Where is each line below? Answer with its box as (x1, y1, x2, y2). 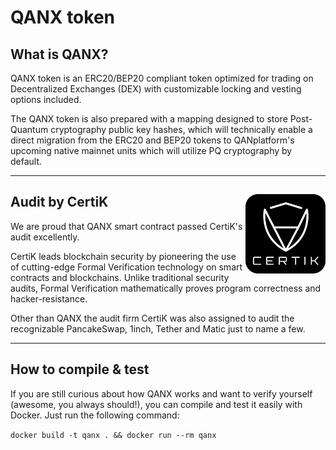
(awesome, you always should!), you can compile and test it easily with (10, 398, 303, 410)
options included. (10, 94, 82, 105)
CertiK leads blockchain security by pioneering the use (10, 250, 237, 262)
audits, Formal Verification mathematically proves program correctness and (10, 282, 322, 294)
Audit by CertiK (10, 194, 109, 211)
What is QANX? (10, 46, 109, 63)
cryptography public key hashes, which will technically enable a (50, 124, 313, 135)
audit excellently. (10, 231, 80, 243)
